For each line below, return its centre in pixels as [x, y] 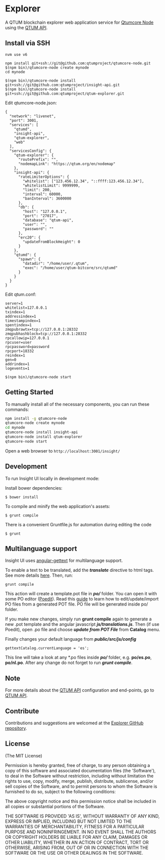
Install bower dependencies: [34, 488]
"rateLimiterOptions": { [44, 177]
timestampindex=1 [23, 321]
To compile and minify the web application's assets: [58, 506]
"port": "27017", [40, 216]
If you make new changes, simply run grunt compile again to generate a [78, 619]
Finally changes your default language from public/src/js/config [71, 639]
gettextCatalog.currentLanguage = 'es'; [47, 648]
